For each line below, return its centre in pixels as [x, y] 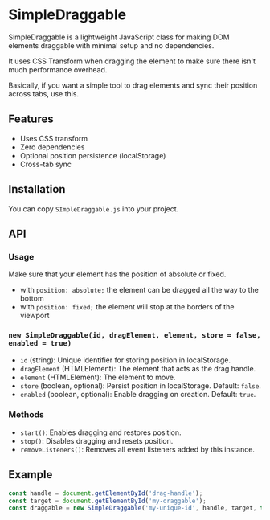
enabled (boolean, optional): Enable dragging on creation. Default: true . [138, 394]
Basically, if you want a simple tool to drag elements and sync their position [133, 85]
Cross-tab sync [46, 164]
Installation [37, 189]
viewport [35, 316]
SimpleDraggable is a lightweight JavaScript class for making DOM [119, 37]
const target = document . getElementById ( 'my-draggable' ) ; [107, 501]
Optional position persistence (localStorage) [93, 155]
